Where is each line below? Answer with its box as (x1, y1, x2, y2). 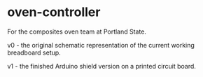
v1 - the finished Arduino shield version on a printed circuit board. (7, 62, 196, 70)
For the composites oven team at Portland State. (7, 27, 147, 36)
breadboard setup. (7, 48, 61, 57)
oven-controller (7, 4, 101, 20)
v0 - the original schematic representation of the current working (7, 41, 195, 49)
